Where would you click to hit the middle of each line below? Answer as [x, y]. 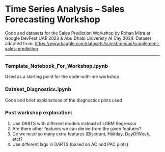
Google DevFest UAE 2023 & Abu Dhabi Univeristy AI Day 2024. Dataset [78, 38]
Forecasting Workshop [53, 19]
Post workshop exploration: [39, 113]
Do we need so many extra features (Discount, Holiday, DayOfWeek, [81, 134]
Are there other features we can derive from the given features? [77, 128]
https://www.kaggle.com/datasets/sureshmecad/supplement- [97, 43]
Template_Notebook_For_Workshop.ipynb [56, 66]
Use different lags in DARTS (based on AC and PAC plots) [70, 144]
